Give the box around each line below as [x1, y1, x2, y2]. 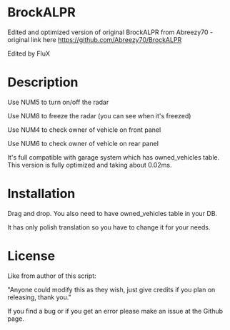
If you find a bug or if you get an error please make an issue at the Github [7, 306, 224, 315]
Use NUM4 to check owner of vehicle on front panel [7, 125, 161, 134]
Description [7, 74, 79, 91]
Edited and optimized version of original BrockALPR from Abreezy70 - [7, 28, 213, 36]
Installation [7, 186, 76, 202]
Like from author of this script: [7, 272, 96, 280]
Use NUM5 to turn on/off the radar [7, 98, 109, 106]
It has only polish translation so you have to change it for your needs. [7, 222, 211, 232]
